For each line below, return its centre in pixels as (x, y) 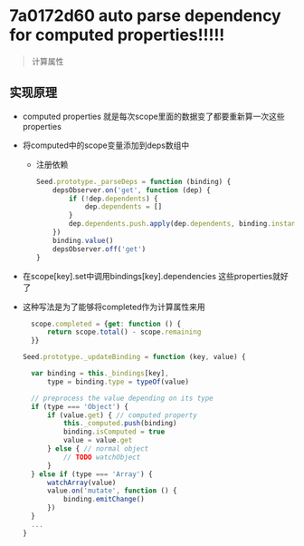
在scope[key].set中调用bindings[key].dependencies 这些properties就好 (156, 276)
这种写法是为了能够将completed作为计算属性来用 (114, 307)
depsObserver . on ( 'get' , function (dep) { (132, 190)
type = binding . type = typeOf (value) (118, 382)
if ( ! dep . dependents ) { (113, 199)
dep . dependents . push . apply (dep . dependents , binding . (170, 224)
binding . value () (83, 240)
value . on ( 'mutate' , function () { (112, 491)
